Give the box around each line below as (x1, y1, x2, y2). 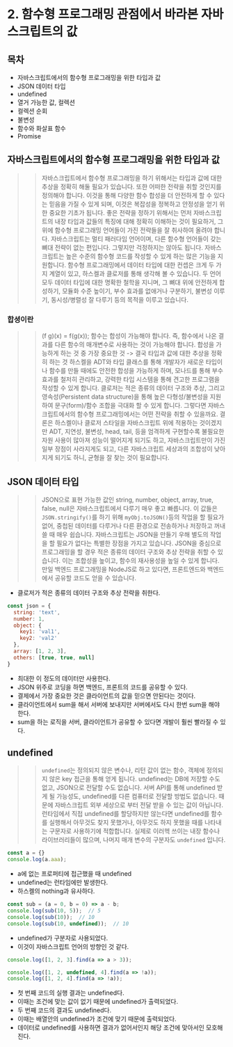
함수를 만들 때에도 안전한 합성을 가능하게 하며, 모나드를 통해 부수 (49, 367, 224, 375)
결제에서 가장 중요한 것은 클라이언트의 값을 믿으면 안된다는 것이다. (17, 692, 196, 700)
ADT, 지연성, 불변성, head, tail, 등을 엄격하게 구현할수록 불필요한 (49, 427, 225, 435)
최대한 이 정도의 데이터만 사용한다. (17, 674, 111, 682)
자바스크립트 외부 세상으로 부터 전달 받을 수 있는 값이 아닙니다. (54, 801, 224, 809)
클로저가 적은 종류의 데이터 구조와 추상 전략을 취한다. (17, 589, 161, 597)
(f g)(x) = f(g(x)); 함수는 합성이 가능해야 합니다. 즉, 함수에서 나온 (41, 332, 217, 340)
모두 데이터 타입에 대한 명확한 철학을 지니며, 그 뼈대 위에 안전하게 (41, 278, 218, 286)
